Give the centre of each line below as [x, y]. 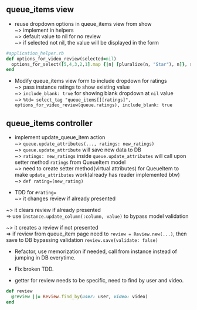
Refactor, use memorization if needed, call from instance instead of [96, 251]
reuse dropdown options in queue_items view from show [83, 23]
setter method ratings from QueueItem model [70, 162]
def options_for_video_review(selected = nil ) [61, 59]
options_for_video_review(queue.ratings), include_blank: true [94, 105]
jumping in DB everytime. [45, 258]
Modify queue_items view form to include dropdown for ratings [91, 81]
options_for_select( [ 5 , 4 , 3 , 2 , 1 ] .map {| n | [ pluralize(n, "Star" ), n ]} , [99, 64]
